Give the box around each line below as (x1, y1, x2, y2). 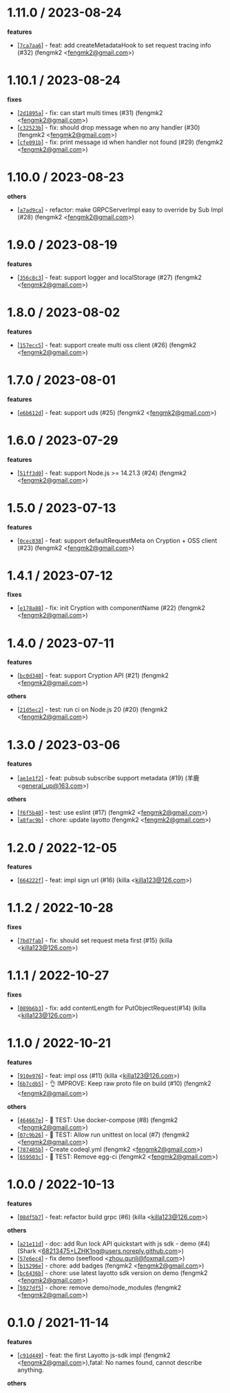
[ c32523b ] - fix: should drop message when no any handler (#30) (17, 123, 200, 132)
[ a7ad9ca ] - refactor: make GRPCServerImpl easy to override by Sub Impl (17, 205, 224, 214)
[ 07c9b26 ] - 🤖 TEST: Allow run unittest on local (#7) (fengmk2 (17, 1130, 190, 1139)
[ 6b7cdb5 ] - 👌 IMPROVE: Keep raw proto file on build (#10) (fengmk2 (17, 1079, 211, 1088)
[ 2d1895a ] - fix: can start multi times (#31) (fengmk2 (17, 108, 163, 116)
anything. (17, 1365, 44, 1374)
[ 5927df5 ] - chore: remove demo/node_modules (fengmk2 (17, 1283, 182, 1292)
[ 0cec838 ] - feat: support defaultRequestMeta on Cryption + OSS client (17, 536, 218, 545)
